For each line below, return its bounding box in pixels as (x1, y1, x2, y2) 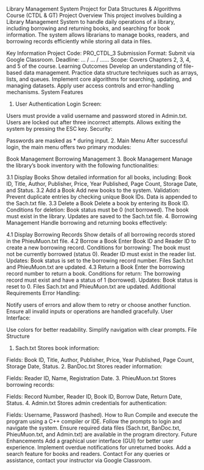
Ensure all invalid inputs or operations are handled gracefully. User (6, 308, 174, 315)
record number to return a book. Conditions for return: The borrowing (6, 270, 181, 277)
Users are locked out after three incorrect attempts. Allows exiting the (6, 119, 181, 126)
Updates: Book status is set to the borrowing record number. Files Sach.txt (6, 257, 194, 264)
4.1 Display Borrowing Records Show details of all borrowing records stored (6, 231, 195, 238)
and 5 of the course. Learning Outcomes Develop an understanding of (6, 62, 183, 70)
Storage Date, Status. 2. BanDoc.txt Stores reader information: (6, 363, 163, 370)
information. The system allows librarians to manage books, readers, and (6, 31, 189, 39)
